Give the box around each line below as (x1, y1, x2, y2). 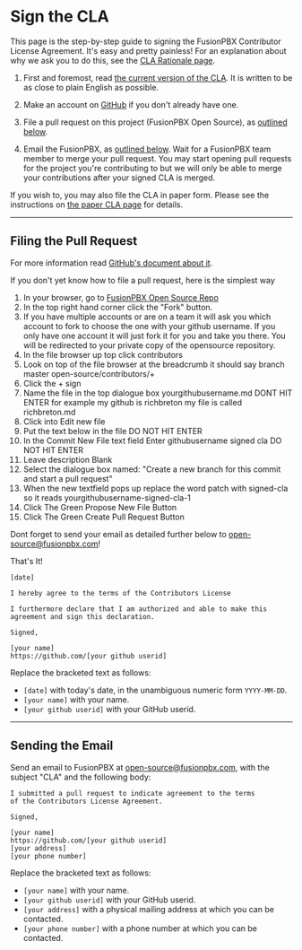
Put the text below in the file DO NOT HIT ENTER (22, 425, 203, 436)
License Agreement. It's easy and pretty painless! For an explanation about (10, 45, 287, 56)
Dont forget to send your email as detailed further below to (10, 528, 227, 539)
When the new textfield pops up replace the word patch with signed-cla (22, 483, 289, 493)
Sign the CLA (10, 6, 110, 27)
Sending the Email (10, 738, 114, 754)
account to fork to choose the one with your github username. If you (22, 320, 276, 331)
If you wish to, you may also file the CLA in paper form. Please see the (10, 189, 270, 200)
